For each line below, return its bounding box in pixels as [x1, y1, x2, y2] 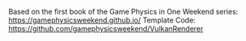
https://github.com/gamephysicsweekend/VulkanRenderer [8, 24, 204, 33]
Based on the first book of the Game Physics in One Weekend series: [8, 7, 239, 16]
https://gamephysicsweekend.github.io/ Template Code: [8, 15, 196, 25]
